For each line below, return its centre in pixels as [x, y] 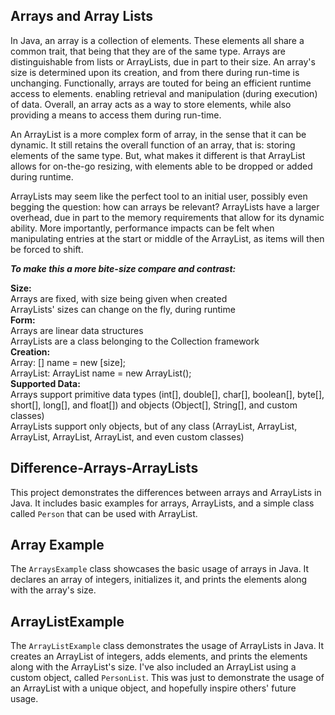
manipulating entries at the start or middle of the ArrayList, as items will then [167, 238]
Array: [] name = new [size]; [68, 362]
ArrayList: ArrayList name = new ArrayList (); [101, 373]
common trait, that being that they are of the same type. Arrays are [148, 51]
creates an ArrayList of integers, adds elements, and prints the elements [159, 656]
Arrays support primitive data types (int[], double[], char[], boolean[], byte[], [167, 394]
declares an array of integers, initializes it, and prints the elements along [159, 580]
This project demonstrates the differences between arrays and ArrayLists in [166, 492]
